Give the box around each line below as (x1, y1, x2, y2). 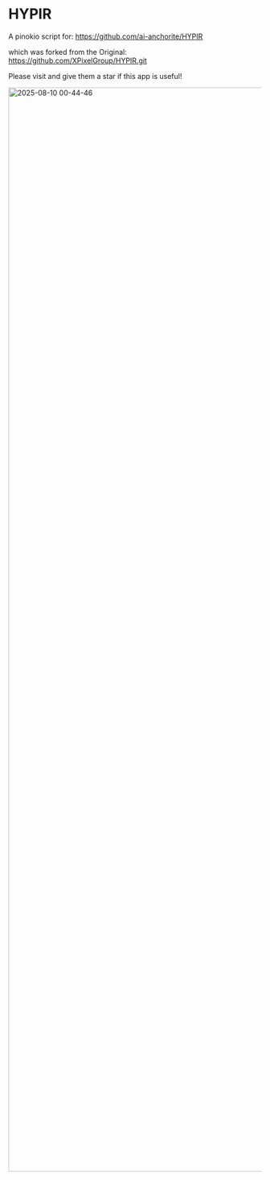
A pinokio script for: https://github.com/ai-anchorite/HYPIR (8, 31, 203, 41)
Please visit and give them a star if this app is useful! (8, 71, 182, 81)
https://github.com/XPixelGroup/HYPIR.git (8, 56, 147, 65)
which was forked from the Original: (8, 47, 127, 56)
